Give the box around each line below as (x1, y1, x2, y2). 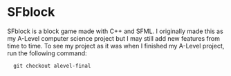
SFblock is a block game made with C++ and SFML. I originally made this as (7, 27, 223, 35)
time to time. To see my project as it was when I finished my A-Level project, (7, 41, 225, 50)
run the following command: (7, 49, 88, 57)
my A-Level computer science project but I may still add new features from (7, 34, 220, 42)
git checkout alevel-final (13, 62, 91, 69)
